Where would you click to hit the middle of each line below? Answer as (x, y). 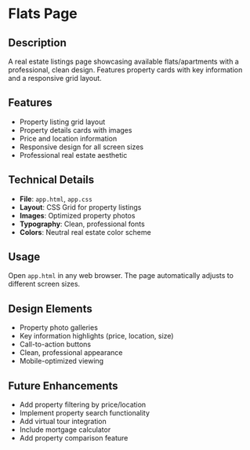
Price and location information (68, 138)
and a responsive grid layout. (55, 78)
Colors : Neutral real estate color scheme (85, 232)
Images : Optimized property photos (77, 215)
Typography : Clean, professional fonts (82, 224)
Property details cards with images (76, 130)
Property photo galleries (58, 327)
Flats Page (43, 14)
